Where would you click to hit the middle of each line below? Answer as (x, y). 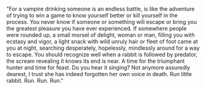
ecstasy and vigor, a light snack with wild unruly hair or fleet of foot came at (102, 41)
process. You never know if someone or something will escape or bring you (102, 22)
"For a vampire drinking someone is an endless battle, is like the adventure (101, 9)
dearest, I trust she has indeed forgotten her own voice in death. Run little (99, 74)
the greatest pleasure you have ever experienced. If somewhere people (97, 28)
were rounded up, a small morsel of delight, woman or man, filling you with (101, 35)
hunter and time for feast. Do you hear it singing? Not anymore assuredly (98, 68)
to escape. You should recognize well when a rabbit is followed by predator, (102, 54)
